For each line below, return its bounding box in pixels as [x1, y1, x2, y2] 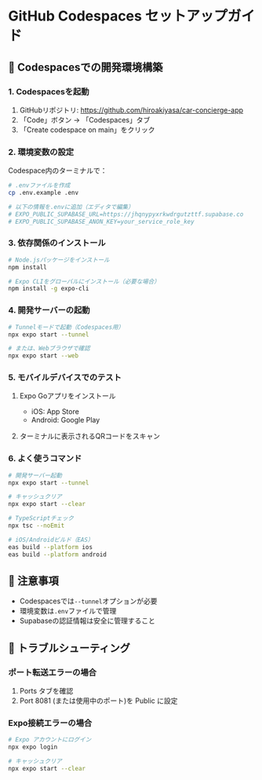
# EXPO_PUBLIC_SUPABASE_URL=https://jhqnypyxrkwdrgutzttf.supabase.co [8, 210, 244, 218]
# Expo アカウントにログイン [8, 736, 92, 744]
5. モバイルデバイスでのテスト [8, 372, 122, 383]
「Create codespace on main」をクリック [19, 125, 155, 134]
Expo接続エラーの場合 [8, 718, 93, 729]
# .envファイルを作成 [8, 181, 71, 189]
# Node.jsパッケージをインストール [8, 256, 110, 264]
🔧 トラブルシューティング [8, 641, 131, 654]
